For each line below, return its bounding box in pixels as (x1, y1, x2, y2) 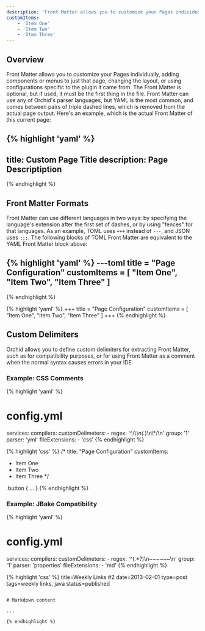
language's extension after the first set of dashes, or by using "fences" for (6, 221, 193, 228)
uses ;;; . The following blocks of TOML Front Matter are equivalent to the (6, 234, 192, 241)
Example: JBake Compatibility (6, 500, 98, 508)
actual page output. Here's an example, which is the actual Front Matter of (6, 109, 193, 117)
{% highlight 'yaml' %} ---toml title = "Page (6, 258, 176, 268)
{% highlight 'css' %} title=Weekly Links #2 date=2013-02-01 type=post (6, 574, 188, 581)
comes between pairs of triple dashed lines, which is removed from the (6, 103, 185, 110)
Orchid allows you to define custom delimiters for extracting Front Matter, (6, 345, 191, 353)
